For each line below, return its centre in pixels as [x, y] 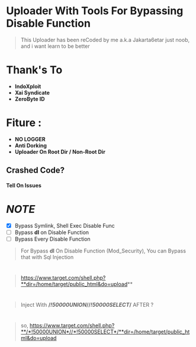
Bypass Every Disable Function [52, 239]
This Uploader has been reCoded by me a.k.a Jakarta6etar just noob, [105, 40]
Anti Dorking [31, 145]
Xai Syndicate [32, 92]
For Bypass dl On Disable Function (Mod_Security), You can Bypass [103, 251]
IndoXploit [28, 86]
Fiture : [24, 123]
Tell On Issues [24, 185]
